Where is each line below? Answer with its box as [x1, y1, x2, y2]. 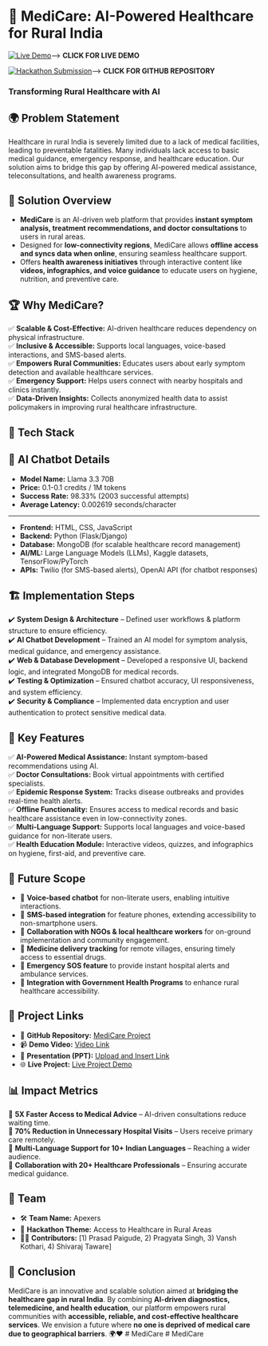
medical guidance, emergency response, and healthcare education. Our [8, 153, 245, 163]
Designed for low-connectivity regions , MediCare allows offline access [19, 240, 259, 250]
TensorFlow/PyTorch [19, 556, 89, 566]
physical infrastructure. [8, 333, 85, 342]
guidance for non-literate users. [8, 831, 113, 841]
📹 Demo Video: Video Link [19, 1039, 110, 1049]
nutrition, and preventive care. [19, 275, 120, 284]
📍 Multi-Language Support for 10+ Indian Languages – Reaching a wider [8, 1143, 250, 1153]
